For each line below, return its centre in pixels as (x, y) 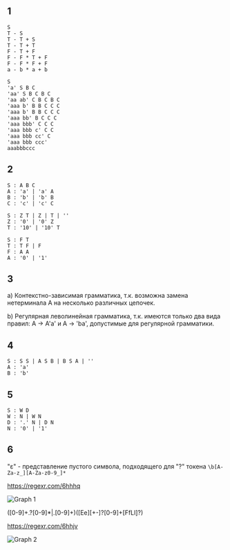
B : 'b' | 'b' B (30, 197)
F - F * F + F (28, 64)
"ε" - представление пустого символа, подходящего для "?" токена (107, 466)
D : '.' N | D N (30, 423)
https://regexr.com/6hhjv (42, 526)
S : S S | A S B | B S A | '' (51, 361)
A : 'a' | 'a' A (30, 191)
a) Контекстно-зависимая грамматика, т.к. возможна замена (98, 296)
